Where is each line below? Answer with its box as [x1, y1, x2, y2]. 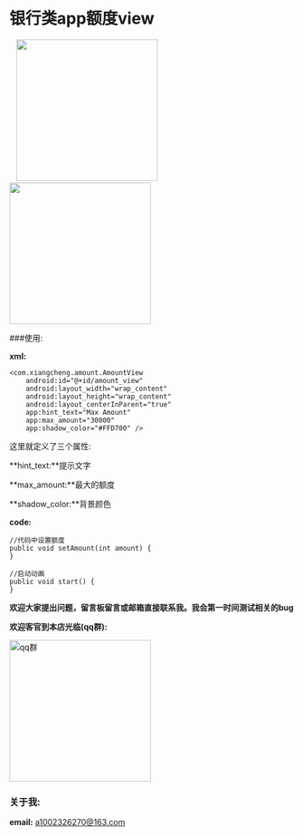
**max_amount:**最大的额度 [9, 479, 115, 490]
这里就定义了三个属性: [9, 440, 92, 451]
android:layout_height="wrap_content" [25, 391, 172, 401]
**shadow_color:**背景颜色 [9, 498, 111, 509]
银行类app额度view [9, 8, 156, 29]
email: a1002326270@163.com [9, 817, 126, 828]
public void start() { [9, 577, 95, 586]
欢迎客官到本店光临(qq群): [9, 621, 108, 632]
